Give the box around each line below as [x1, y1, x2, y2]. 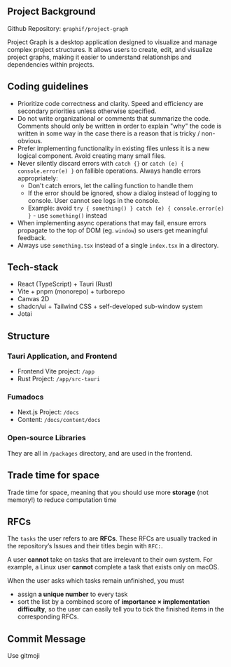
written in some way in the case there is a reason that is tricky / [17, 129, 200, 138]
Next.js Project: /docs [17, 408, 79, 416]
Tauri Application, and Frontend [7, 351, 118, 361]
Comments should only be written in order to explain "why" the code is [17, 121, 222, 130]
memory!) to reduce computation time [7, 495, 117, 504]
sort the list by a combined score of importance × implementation [17, 597, 210, 606]
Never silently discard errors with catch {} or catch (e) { [17, 159, 184, 167]
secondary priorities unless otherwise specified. [17, 107, 157, 115]
